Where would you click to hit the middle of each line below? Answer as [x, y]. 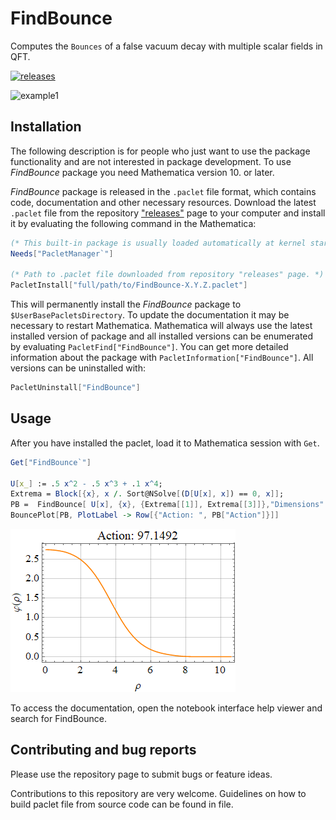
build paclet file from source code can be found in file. [122, 804]
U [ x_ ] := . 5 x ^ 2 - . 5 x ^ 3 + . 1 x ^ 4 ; [86, 483]
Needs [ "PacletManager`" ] [62, 253]
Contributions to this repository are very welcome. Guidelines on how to [158, 793]
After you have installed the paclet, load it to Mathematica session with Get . [165, 443]
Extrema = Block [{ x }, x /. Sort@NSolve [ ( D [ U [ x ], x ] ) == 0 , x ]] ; [147, 494]
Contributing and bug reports [103, 750]
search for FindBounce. [58, 719]
